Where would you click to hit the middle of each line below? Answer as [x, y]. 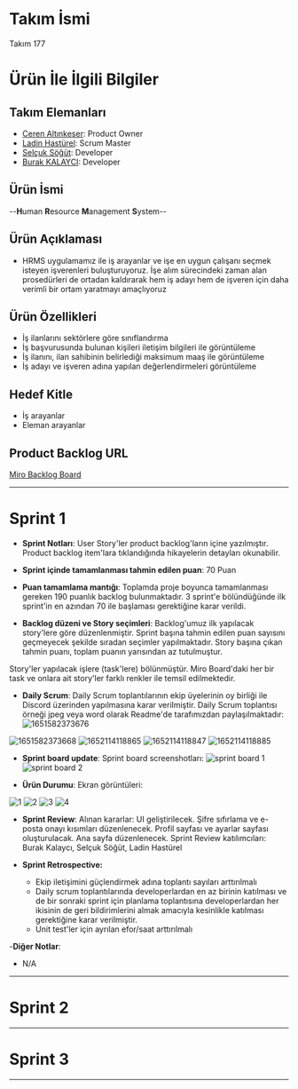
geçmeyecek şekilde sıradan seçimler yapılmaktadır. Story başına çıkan [152, 642]
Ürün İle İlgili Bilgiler [84, 79]
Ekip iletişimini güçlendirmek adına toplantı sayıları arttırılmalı [146, 882]
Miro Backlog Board [45, 474]
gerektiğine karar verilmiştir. [86, 919]
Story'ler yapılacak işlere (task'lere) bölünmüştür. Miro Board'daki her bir [142, 668]
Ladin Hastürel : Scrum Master [76, 143]
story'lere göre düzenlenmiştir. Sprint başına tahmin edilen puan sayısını [153, 632]
